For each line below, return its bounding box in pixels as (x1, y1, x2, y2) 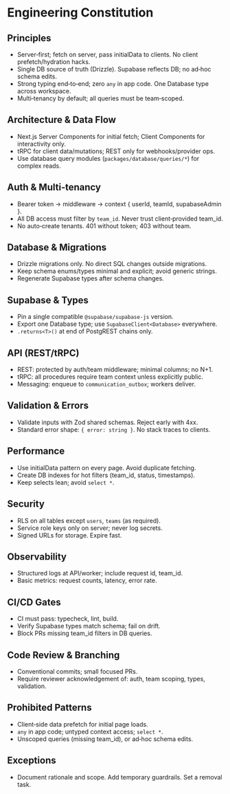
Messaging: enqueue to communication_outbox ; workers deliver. (16, 380, 196, 388)
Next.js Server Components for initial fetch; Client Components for (16, 132, 205, 140)
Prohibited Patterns (7, 702, 92, 714)
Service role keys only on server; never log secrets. (16, 524, 163, 532)
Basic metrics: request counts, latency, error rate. (16, 576, 157, 585)
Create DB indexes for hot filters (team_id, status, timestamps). (16, 471, 196, 479)
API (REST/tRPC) (7, 347, 80, 359)
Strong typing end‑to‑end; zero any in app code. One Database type (16, 80, 209, 87)
